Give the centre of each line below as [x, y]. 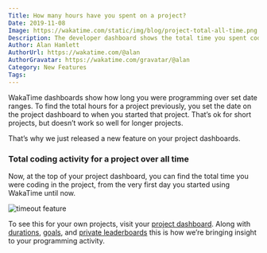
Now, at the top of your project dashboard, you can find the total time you [128, 176]
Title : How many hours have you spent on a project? [97, 16]
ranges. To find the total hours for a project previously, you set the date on [130, 106]
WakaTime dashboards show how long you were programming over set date [133, 97]
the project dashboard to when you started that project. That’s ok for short [130, 114]
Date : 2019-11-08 [37, 23]
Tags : [17, 75]
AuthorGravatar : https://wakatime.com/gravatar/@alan [99, 60]
